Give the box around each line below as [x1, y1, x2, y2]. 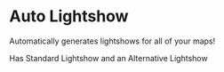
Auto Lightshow [9, 6, 129, 27]
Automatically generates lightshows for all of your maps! [9, 36, 216, 46]
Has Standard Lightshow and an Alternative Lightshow [9, 52, 208, 63]
